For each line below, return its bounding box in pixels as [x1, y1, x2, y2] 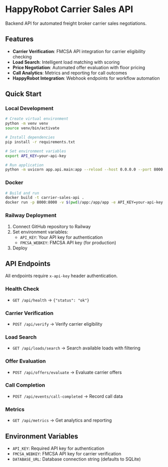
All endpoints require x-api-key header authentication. [5, 273, 118, 279]
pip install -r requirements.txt [5, 139, 75, 144]
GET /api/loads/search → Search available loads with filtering [12, 345, 141, 351]
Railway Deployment [5, 212, 57, 219]
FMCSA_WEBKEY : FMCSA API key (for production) [20, 239, 117, 245]
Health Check [5, 285, 39, 292]
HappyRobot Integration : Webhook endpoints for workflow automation [12, 75, 160, 81]
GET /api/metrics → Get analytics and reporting [12, 418, 112, 424]
